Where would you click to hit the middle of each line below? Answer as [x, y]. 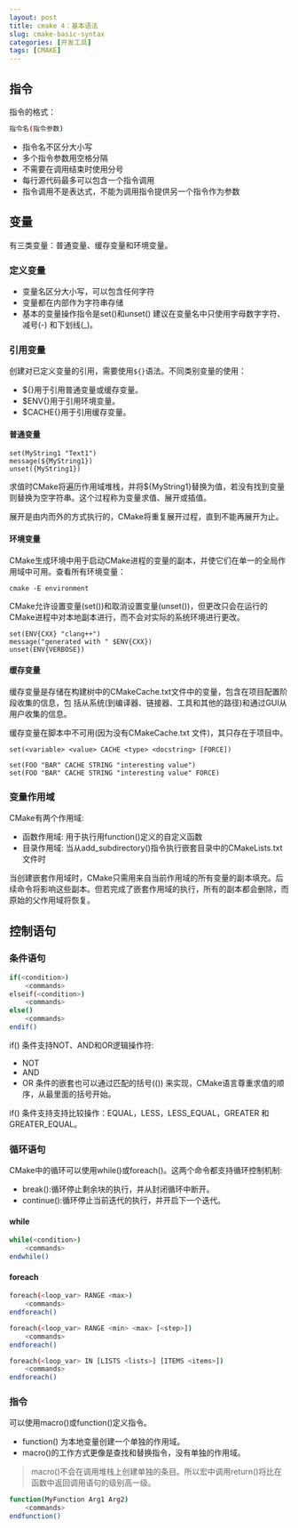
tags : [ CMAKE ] [35, 51]
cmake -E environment [49, 588]
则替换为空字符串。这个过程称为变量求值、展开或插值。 [110, 498]
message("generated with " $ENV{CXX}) [81, 641]
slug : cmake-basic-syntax [57, 34]
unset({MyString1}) [45, 469]
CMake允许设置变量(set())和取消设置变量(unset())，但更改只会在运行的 [138, 606]
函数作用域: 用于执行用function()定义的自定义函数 [112, 837]
